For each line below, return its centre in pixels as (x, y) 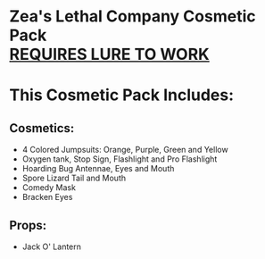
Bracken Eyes (47, 197)
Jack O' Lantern (52, 246)
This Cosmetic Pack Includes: (122, 95)
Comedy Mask (49, 188)
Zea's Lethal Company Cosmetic (132, 17)
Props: (28, 225)
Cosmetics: (42, 128)
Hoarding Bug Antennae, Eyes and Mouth (98, 169)
